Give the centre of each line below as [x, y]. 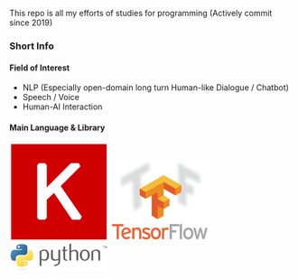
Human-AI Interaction [62, 107]
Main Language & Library [57, 127]
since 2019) [31, 23]
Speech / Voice [51, 98]
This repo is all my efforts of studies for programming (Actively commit [141, 13]
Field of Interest [40, 68]
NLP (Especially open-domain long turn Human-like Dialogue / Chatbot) [155, 88]
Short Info [32, 46]
